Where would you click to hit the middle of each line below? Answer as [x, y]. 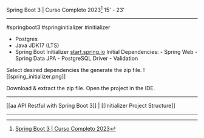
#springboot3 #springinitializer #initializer [58, 27]
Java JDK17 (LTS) [37, 45]
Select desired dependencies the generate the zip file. [74, 70]
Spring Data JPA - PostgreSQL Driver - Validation [76, 58]
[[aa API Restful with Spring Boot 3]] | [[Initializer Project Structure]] [91, 105]
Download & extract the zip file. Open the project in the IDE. [81, 88]
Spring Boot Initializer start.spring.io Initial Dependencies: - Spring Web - [106, 51]
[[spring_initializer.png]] [36, 76]
